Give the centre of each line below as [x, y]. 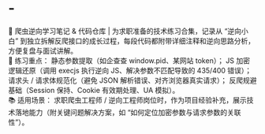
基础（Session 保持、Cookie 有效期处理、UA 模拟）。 [94, 90]
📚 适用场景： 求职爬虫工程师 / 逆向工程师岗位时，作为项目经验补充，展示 [127, 100]
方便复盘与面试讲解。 [43, 50]
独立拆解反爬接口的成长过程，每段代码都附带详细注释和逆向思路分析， [141, 41]
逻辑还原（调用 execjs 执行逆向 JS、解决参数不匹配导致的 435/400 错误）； [130, 70]
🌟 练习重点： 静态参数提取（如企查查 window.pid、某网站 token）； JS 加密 [129, 60]
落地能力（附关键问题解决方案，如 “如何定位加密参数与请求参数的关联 [128, 112]
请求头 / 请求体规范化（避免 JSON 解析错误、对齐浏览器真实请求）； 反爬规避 [132, 80]
